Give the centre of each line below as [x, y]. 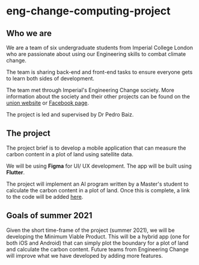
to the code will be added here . [45, 196]
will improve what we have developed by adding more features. [85, 255]
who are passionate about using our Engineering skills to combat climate [96, 54]
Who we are [29, 33]
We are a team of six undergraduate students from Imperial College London [100, 47]
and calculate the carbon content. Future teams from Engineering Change [98, 249]
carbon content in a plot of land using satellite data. [70, 154]
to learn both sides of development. [51, 78]
